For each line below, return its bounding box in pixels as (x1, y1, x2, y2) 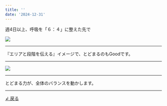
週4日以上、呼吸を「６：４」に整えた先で (5, 26, 91, 32)
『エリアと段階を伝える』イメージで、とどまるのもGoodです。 (5, 51, 133, 57)
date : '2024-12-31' (5, 12, 46, 17)
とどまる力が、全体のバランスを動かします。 (5, 80, 96, 86)
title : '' (5, 7, 26, 12)
